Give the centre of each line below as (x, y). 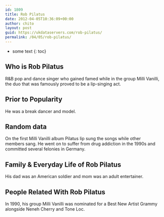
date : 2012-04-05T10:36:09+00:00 (39, 19)
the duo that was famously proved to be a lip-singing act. (63, 84)
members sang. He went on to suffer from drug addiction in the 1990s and (80, 144)
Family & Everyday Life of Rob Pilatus (63, 164)
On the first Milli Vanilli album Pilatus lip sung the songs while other (73, 139)
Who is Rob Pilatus (34, 67)
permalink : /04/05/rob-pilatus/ (38, 37)
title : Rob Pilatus (25, 14)
